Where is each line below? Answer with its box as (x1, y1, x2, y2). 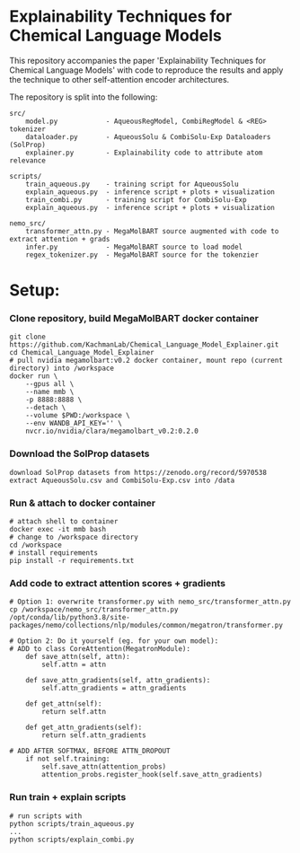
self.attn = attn (41, 660, 106, 670)
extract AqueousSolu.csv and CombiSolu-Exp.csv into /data (9, 476, 235, 485)
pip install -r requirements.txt (9, 557, 135, 566)
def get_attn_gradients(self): (25, 723, 143, 733)
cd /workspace (9, 541, 63, 550)
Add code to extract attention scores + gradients (9, 576, 226, 589)
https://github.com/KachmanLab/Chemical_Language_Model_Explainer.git (9, 340, 279, 349)
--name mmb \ (25, 388, 75, 397)
